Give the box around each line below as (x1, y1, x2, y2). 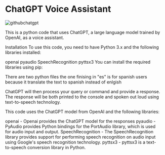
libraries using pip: (5, 64, 43, 70)
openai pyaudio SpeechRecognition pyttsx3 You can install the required (5, 59, 151, 65)
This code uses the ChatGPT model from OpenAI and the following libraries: (5, 109, 160, 115)
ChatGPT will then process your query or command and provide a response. (5, 88, 161, 94)
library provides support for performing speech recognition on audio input (5, 134, 156, 140)
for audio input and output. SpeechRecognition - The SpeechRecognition (5, 128, 154, 134)
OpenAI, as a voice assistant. (5, 35, 64, 40)
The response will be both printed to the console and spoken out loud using (5, 94, 159, 100)
